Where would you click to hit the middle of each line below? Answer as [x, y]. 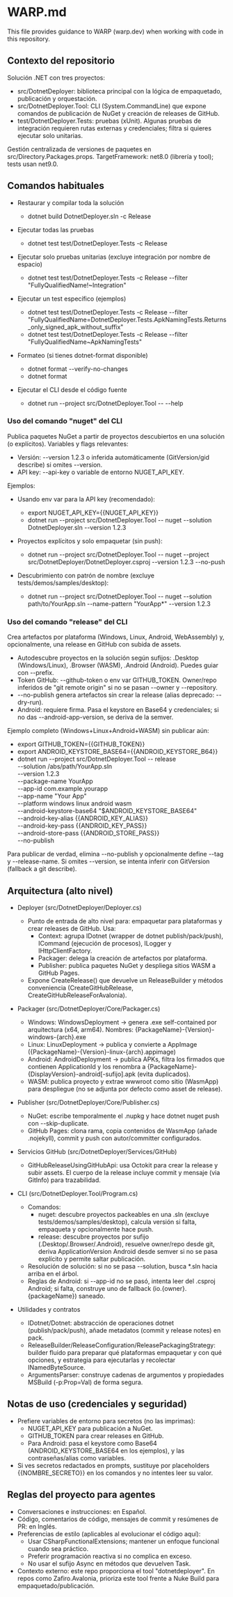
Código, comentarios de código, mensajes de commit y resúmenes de [118, 1519]
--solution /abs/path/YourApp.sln [65, 766]
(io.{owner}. [170, 1288]
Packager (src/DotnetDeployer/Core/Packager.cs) [89, 1008]
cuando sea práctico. [58, 1548]
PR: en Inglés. [37, 1526]
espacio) [30, 264]
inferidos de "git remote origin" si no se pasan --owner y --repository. [117, 688]
